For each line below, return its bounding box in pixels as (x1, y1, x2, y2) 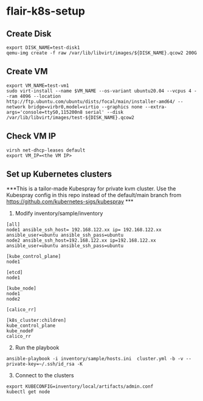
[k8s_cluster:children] (6, 318, 67, 324)
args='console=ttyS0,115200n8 (6, 109, 83, 115)
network (6, 103, 26, 110)
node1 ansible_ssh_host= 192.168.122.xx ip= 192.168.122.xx (6, 227, 162, 233)
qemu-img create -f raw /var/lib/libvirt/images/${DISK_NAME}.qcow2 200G (6, 50, 198, 56)
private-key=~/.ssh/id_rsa (6, 361, 75, 368)
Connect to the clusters (15, 372, 74, 379)
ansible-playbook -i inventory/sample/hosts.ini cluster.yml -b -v (6, 356, 184, 362)
